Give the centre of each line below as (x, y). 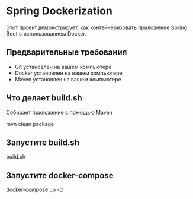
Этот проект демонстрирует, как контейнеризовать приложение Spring (97, 27)
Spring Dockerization (59, 11)
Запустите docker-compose (60, 176)
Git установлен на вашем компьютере (63, 67)
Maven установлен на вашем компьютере (68, 79)
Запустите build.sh (43, 142)
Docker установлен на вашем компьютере (68, 73)
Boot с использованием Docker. (46, 33)
